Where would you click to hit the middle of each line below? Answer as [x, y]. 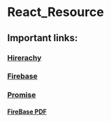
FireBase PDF [27, 112]
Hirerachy [24, 58]
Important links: [43, 38]
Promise [22, 95]
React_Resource [56, 12]
